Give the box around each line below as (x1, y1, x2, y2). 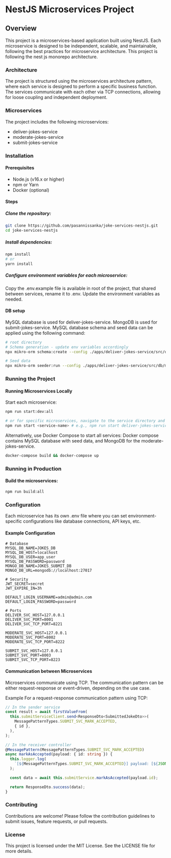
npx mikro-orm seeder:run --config (5, 363, 81, 369)
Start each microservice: (5, 399, 57, 405)
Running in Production (5, 465, 62, 472)
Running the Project (5, 375, 55, 382)
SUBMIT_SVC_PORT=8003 (5, 653, 51, 658)
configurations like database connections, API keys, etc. (23, 518, 141, 524)
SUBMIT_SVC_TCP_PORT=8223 (5, 657, 60, 663)
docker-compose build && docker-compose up (5, 453, 99, 458)
